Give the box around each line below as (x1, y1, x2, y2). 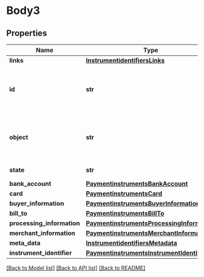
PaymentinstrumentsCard (86, 189, 163, 198)
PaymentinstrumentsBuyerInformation (86, 199, 200, 208)
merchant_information (9, 229, 76, 237)
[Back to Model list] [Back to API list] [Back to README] (6, 264, 146, 272)
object (9, 133, 29, 141)
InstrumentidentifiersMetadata (86, 239, 177, 247)
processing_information (9, 219, 80, 227)
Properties (6, 28, 47, 38)
